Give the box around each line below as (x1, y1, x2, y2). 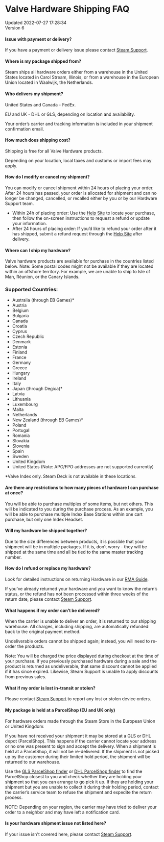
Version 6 (5, 25, 24, 30)
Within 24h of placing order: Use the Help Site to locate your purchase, (12, 210, 156, 216)
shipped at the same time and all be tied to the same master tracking (5, 549, 143, 555)
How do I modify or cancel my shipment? (5, 174, 90, 180)
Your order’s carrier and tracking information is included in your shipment (5, 121, 153, 127)
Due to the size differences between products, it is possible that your (5, 538, 144, 544)
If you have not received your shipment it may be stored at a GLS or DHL (5, 733, 151, 739)
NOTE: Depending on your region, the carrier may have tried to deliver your (5, 804, 157, 810)
